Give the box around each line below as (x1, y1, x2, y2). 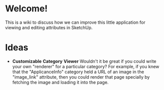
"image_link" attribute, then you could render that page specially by (12, 74, 150, 80)
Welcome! (5, 3, 48, 14)
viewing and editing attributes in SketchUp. (5, 24, 93, 30)
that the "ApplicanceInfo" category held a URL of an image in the (12, 69, 144, 75)
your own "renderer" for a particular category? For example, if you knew (12, 63, 160, 69)
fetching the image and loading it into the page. (12, 79, 109, 85)
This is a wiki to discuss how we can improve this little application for (5, 19, 146, 25)
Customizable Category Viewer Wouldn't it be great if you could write (12, 58, 157, 64)
